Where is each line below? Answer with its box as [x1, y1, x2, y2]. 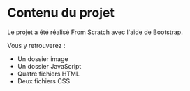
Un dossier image [17, 54, 68, 63]
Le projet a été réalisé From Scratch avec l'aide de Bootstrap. [7, 28, 183, 36]
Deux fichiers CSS [17, 76, 71, 85]
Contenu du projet [7, 5, 115, 21]
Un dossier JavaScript [17, 62, 82, 70]
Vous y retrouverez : [7, 41, 66, 49]
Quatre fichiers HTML [17, 69, 80, 78]
